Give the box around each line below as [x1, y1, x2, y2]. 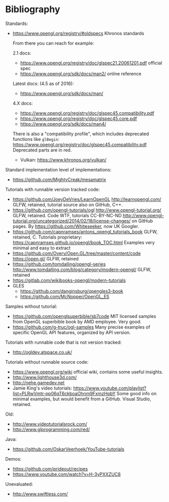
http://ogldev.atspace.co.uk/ [12, 349, 72, 355]
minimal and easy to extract [12, 245, 71, 251]
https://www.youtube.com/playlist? [73, 385, 147, 391]
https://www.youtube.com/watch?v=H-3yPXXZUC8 [12, 471, 121, 477]
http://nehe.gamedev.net [12, 379, 65, 386]
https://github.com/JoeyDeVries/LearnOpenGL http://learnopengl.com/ [12, 196, 161, 202]
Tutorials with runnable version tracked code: [5, 186, 100, 192]
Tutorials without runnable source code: [5, 359, 89, 365]
